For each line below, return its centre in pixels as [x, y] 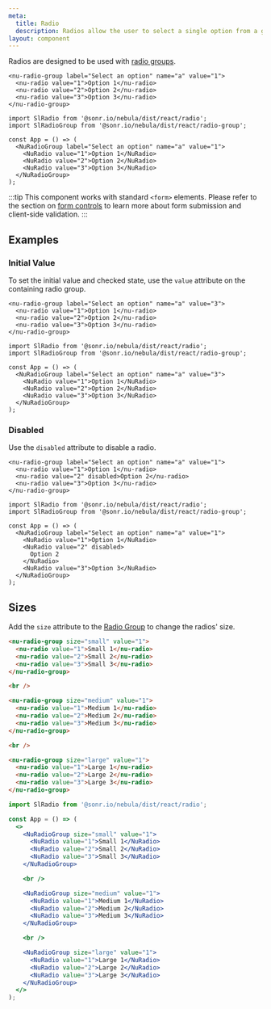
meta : [17, 16]
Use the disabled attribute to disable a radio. [82, 448]
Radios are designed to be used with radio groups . [92, 61]
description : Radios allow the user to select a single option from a [137, 31]
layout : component [39, 38]
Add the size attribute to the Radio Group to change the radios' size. [122, 627]
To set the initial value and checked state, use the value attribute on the [127, 280]
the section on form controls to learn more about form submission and [125, 206]
